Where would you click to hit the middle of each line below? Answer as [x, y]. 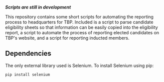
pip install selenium [28, 75]
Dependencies [28, 53]
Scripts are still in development [38, 7]
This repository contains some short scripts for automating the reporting [79, 17]
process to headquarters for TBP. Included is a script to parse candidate [79, 22]
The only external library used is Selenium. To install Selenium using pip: [80, 65]
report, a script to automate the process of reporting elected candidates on [82, 33]
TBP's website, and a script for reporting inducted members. [67, 38]
